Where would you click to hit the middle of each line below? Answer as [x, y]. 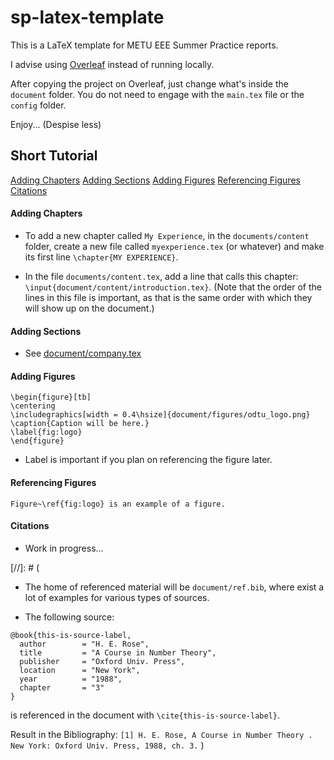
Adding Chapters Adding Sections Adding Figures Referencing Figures [155, 180]
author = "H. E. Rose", [84, 644]
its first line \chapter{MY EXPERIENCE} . [101, 257]
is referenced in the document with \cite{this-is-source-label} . [145, 715]
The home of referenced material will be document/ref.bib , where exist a [174, 587]
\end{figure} [37, 441]
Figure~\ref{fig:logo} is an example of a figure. [118, 504]
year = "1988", [71, 679]
